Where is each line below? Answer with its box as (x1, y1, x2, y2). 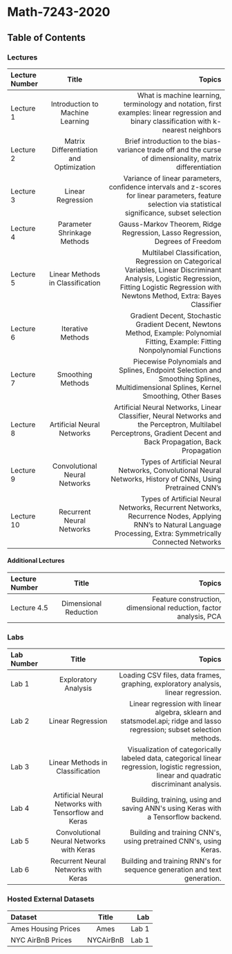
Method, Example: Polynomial (125, 328, 222, 337)
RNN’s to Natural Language (133, 520, 222, 530)
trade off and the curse (146, 144, 222, 154)
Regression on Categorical (135, 256, 222, 266)
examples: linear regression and (117, 108, 222, 118)
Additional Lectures (7, 556, 65, 565)
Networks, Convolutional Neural (118, 465, 222, 475)
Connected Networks (152, 537, 222, 547)
